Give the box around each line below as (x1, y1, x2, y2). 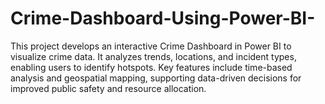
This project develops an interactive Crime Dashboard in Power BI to (10, 40, 292, 52)
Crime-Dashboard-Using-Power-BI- (10, 7, 316, 30)
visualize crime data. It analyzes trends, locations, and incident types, (10, 50, 297, 62)
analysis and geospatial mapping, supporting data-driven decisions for (10, 72, 302, 84)
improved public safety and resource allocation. (10, 82, 207, 94)
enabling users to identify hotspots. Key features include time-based (10, 61, 293, 73)
